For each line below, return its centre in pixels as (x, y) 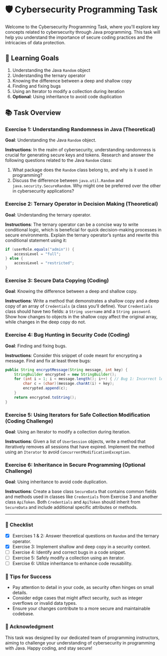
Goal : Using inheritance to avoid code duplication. (56, 482)
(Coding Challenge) (29, 421)
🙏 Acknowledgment (29, 627)
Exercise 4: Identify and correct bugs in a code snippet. (69, 552)
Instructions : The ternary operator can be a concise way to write (72, 224)
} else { (14, 259)
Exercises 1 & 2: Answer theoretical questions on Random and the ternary (85, 536)
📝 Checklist (19, 525)
